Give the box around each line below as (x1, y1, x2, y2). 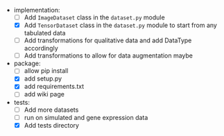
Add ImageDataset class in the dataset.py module (24, 13, 165, 22)
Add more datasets (24, 105, 79, 114)
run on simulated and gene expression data (24, 113, 148, 121)
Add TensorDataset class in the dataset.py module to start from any (24, 21, 217, 30)
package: (13, 59, 41, 68)
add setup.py (24, 74, 62, 83)
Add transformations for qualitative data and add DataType (24, 36, 192, 44)
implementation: (13, 6, 60, 14)
